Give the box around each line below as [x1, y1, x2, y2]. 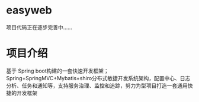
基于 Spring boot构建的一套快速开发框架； [6, 67, 110, 74]
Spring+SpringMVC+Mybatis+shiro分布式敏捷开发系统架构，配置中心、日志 [6, 74, 191, 81]
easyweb [6, 4, 52, 17]
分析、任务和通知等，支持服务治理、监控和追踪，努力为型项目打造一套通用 [6, 82, 188, 89]
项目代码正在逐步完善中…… [6, 24, 73, 31]
